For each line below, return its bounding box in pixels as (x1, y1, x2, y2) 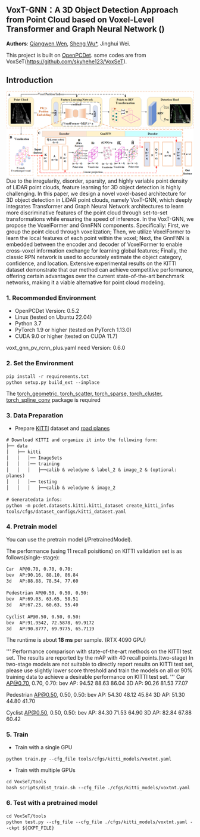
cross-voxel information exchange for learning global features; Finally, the (6, 247, 187, 254)
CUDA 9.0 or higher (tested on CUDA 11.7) (14, 333, 118, 340)
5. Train (6, 730, 29, 738)
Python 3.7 (14, 320, 42, 327)
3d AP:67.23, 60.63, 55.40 (6, 602, 79, 608)
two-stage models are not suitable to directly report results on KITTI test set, (6, 661, 194, 668)
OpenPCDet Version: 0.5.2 (14, 307, 80, 315)
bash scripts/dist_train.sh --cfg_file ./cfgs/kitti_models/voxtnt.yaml (6, 785, 190, 791)
